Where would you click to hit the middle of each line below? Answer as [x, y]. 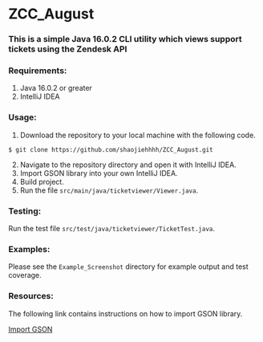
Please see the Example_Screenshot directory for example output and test [128, 267]
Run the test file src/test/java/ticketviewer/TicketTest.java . [111, 228]
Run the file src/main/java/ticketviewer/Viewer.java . [109, 190]
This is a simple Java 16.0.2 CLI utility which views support [125, 39]
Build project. [42, 181]
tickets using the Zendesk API [68, 49]
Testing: [25, 211]
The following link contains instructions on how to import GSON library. [125, 313]
